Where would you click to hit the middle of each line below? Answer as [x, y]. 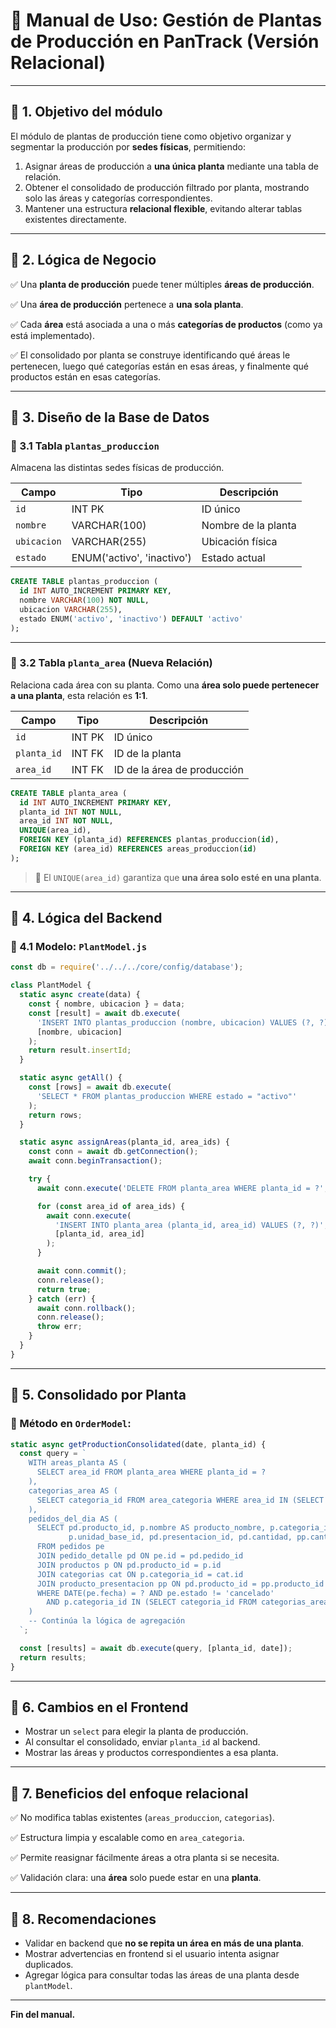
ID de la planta [147, 753]
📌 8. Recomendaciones [83, 1919]
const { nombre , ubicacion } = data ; [107, 1004]
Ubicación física [239, 542]
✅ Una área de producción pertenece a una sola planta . [127, 304]
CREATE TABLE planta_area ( [69, 793]
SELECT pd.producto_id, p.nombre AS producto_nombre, [151, 1528]
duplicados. [49, 1964]
